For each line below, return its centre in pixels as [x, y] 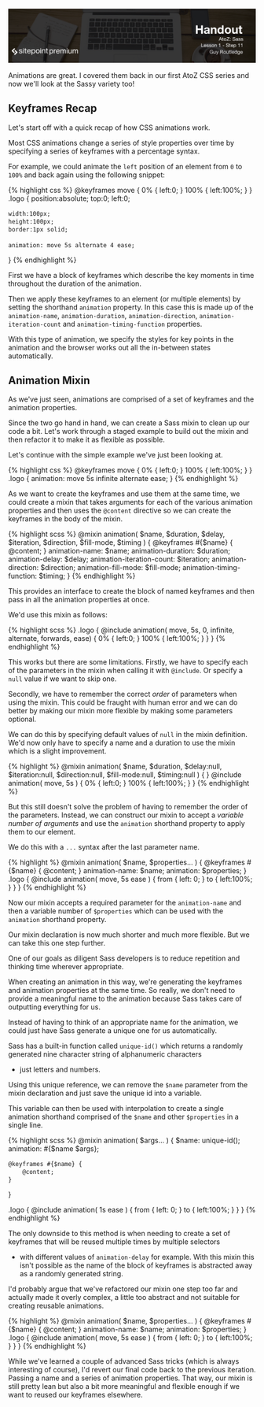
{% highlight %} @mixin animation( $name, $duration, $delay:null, [115, 766]
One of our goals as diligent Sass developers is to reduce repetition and [124, 958]
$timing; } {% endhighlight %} [87, 576]
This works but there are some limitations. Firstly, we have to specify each [128, 662]
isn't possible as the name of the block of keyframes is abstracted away [136, 1265]
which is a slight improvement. [57, 751]
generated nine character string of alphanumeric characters [105, 1054]
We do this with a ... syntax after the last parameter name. [104, 847]
